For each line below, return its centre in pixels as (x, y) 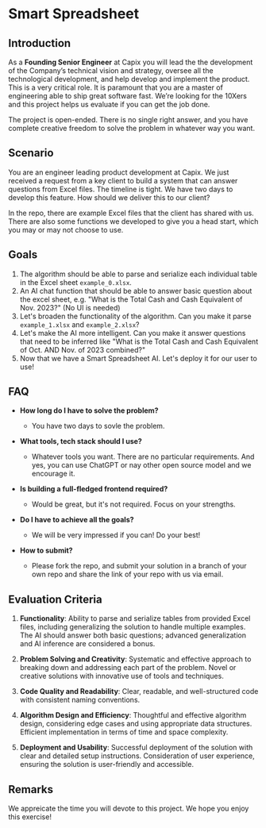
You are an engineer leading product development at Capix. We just (119, 172)
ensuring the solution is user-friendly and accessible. (107, 764)
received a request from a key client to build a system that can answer (123, 180)
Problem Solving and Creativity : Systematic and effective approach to (135, 659)
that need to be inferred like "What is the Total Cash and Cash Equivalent (139, 341)
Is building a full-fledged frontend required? (94, 489)
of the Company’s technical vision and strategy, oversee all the (111, 71)
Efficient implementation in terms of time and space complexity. (124, 732)
